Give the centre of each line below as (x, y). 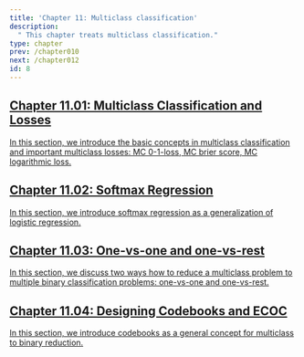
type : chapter (37, 43)
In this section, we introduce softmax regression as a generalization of (142, 212)
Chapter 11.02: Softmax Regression (111, 190)
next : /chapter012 (44, 60)
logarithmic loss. (41, 162)
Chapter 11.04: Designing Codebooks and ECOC (148, 311)
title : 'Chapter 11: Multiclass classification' (104, 18)
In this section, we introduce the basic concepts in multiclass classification (150, 142)
